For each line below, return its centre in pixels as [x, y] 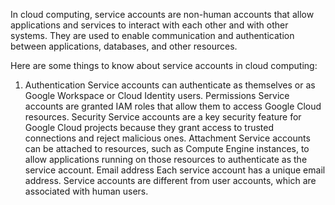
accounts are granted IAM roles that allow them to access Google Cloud [173, 106]
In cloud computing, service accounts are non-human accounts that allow [162, 14]
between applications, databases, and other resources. [124, 46]
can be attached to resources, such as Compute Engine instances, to [167, 148]
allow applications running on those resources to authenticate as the [166, 159]
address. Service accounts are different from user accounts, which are [170, 180]
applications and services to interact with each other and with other [149, 25]
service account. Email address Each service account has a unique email [175, 170]
